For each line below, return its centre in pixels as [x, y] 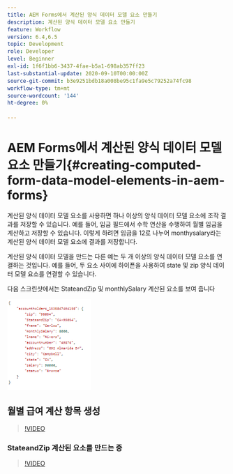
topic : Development [36, 44]
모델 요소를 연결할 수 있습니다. [55, 274]
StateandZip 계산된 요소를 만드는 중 [65, 448]
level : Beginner [31, 59]
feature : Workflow [34, 29]
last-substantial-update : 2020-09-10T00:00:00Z [78, 73]
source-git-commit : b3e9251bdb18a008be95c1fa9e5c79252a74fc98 [99, 81]
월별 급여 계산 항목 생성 [54, 411]
